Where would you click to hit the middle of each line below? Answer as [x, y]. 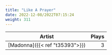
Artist [47, 37]
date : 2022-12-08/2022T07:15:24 [40, 15]
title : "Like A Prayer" [31, 10]
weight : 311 [18, 19]
